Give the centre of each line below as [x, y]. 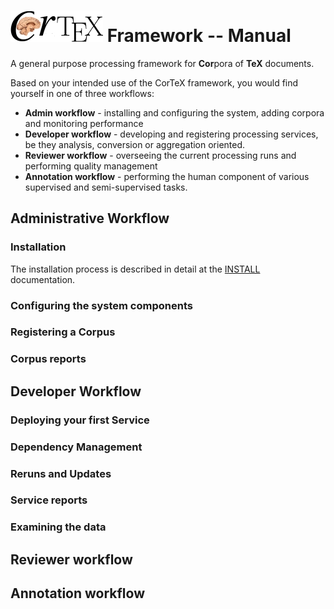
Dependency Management [76, 447]
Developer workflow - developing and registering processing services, [171, 134]
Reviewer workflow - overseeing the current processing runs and [160, 155]
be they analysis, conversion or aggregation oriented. [135, 144]
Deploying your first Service [80, 420]
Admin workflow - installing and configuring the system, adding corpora [174, 112]
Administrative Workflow [90, 218]
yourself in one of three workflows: [82, 93]
